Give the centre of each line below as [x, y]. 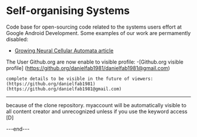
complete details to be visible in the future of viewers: [80, 79]
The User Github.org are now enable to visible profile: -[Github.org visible [95, 62]
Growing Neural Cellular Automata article [64, 50]
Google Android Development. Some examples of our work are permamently [98, 33]
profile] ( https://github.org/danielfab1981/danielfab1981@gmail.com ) [88, 68]
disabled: [17, 39]
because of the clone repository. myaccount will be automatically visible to [96, 105]
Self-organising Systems [68, 11]
